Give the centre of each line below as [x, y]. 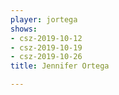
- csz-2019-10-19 [46, 47]
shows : [24, 29]
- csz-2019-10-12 [46, 38]
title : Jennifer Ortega [60, 66]
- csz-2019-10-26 [46, 57]
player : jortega [44, 19]
